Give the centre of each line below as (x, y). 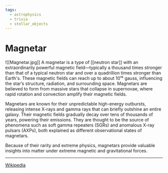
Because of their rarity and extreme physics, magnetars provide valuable (80, 145)
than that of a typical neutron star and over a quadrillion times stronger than (83, 73)
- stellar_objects (29, 24)
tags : (11, 10)
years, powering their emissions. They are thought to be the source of (77, 120)
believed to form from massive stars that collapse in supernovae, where (79, 89)
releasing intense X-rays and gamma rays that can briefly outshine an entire (83, 109)
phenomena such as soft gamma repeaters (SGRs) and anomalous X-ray (80, 125)
